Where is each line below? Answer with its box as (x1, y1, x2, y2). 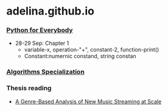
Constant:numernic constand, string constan (24, 53, 137, 60)
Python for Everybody (6, 26, 73, 35)
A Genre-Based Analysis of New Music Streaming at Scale (15, 98, 162, 105)
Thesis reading (6, 84, 52, 92)
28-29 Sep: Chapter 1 (15, 39, 69, 47)
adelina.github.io (6, 4, 95, 18)
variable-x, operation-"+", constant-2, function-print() (24, 46, 159, 53)
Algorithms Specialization (6, 68, 85, 76)
